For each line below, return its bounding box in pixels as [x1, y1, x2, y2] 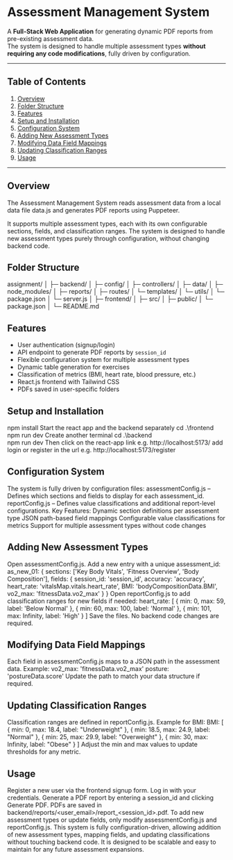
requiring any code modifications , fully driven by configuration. [7, 49, 191, 58]
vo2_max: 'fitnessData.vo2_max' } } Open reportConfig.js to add [7, 589, 191, 597]
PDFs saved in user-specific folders [17, 385, 120, 393]
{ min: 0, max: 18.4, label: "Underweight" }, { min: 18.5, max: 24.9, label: [7, 725, 210, 734]
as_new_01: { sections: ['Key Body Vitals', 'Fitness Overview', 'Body [7, 567, 200, 575]
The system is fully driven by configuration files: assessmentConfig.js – [7, 484, 212, 493]
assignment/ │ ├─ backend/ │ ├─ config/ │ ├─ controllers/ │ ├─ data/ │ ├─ [7, 280, 223, 288]
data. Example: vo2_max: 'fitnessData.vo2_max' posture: [7, 665, 170, 673]
